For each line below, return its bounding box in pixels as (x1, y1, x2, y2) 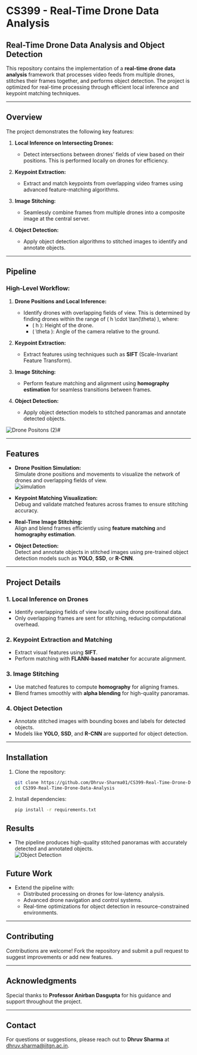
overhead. (14, 621, 40, 627)
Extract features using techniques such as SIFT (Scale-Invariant (23, 350, 178, 358)
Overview (6, 112, 43, 122)
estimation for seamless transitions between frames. (23, 386, 152, 393)
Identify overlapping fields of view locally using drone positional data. (14, 609, 183, 615)
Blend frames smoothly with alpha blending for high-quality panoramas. (14, 689, 189, 696)
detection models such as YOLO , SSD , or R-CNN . (14, 555, 135, 562)
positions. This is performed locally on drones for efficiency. (23, 157, 169, 164)
